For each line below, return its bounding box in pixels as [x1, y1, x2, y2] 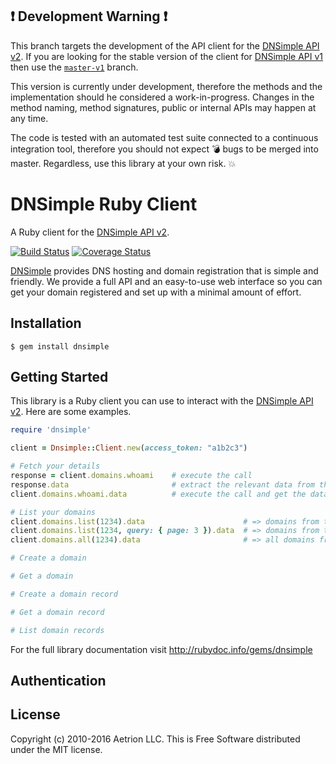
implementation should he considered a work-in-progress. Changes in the [10, 91, 315, 103]
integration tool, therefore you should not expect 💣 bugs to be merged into [10, 143, 319, 155]
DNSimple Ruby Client [10, 193, 198, 215]
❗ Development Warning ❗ [10, 8, 168, 25]
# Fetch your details [10, 461, 101, 472]
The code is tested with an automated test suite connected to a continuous [10, 131, 319, 143]
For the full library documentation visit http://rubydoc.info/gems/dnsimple [10, 643, 313, 655]
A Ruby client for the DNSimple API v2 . [10, 226, 170, 238]
